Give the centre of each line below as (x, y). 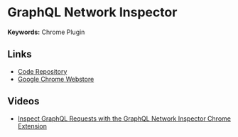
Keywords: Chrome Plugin (46, 32)
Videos (23, 101)
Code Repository (42, 71)
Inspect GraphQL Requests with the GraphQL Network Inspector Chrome (124, 119)
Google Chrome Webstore (56, 79)
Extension (32, 126)
